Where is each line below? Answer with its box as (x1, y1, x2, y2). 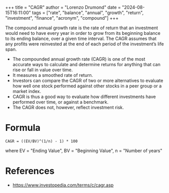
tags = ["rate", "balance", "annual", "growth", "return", (32, 10, 144, 16)
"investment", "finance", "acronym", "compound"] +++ (5, 15, 119, 21)
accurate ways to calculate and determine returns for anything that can (12, 62, 160, 67)
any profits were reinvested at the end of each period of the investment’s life (5, 41, 164, 47)
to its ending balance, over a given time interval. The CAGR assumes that (5, 35, 157, 41)
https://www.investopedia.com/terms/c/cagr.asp (12, 182, 114, 188)
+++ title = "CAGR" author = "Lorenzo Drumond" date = (5, 5, 121, 10)
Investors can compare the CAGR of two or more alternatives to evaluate (12, 78, 163, 83)
